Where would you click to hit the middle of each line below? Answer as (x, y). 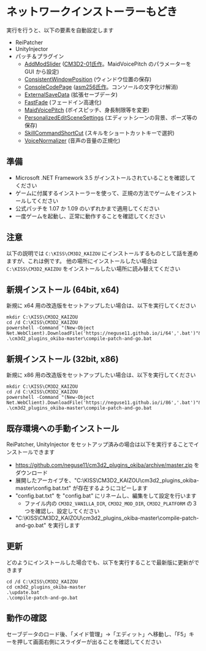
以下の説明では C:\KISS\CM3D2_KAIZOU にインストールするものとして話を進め (102, 253)
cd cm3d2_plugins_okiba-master (46, 587)
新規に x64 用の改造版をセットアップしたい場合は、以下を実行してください (101, 306)
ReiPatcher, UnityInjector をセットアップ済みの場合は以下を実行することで (100, 444)
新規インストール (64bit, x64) (63, 289)
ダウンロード (31, 473)
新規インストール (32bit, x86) (63, 359)
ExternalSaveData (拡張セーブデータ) (71, 94)
